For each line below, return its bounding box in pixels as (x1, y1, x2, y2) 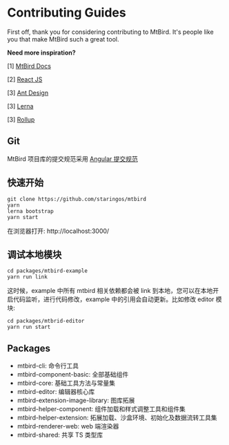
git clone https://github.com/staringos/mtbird (7, 196, 147, 202)
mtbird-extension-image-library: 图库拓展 (17, 396, 135, 405)
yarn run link (7, 274, 48, 281)
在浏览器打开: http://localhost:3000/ (7, 227, 110, 235)
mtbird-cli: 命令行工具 (17, 361, 79, 370)
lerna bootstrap (7, 207, 54, 215)
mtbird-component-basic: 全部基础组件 (17, 370, 129, 379)
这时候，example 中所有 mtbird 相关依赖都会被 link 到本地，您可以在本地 (7, 287, 213, 295)
